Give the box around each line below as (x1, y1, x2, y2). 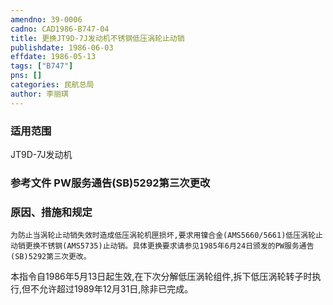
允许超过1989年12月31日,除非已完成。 (39, 283, 194, 295)
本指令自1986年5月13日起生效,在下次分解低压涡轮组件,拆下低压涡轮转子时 (10, 271, 313, 283)
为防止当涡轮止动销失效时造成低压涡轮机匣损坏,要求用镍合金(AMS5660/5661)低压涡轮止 (10, 231, 323, 241)
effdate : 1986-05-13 (10, 52, 97, 62)
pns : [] (10, 71, 43, 81)
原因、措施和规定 (10, 205, 93, 219)
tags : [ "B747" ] (10, 61, 74, 71)
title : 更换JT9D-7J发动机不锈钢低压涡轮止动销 (10, 33, 185, 43)
